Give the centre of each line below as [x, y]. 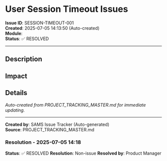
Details [16, 93]
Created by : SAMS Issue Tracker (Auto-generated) [57, 124]
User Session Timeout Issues [67, 9]
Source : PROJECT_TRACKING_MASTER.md [50, 129]
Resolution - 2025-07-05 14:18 [43, 142]
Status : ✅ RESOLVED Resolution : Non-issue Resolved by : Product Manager [83, 153]
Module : [14, 33]
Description [24, 59]
